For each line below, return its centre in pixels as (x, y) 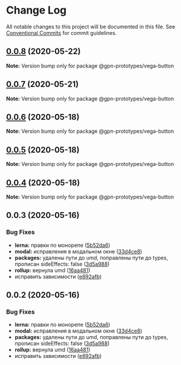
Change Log (36, 10)
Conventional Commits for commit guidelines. (61, 32)
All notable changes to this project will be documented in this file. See (91, 27)
